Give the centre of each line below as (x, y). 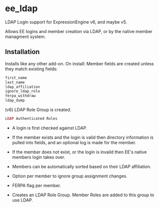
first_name (16, 78)
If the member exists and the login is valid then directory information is (83, 137)
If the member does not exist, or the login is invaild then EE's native (79, 152)
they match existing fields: (31, 69)
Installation (22, 52)
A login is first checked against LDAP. (50, 128)
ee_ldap (21, 9)
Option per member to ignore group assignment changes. (70, 176)
